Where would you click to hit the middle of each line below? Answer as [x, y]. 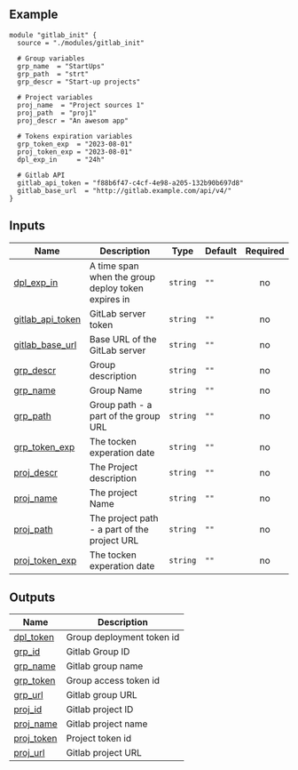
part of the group [125, 415]
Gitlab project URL [104, 753]
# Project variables [55, 97]
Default [221, 251]
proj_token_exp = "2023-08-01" [75, 152]
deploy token [116, 288]
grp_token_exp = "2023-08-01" [75, 144]
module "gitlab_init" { [53, 35]
